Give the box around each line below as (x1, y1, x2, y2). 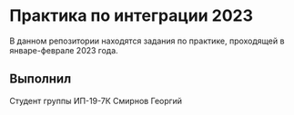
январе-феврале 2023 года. (9, 44, 118, 55)
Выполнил (9, 72, 72, 87)
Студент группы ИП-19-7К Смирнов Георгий (9, 95, 183, 106)
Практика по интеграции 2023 (9, 5, 253, 26)
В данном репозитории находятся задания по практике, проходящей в (9, 35, 285, 46)
